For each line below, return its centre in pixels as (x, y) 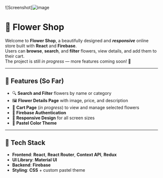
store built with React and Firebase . (41, 46)
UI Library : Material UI (34, 160)
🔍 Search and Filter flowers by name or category (62, 93)
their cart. (15, 56)
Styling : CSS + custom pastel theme (49, 170)
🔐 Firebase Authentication (39, 112)
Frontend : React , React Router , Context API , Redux (64, 154)
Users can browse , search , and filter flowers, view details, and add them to (81, 51)
